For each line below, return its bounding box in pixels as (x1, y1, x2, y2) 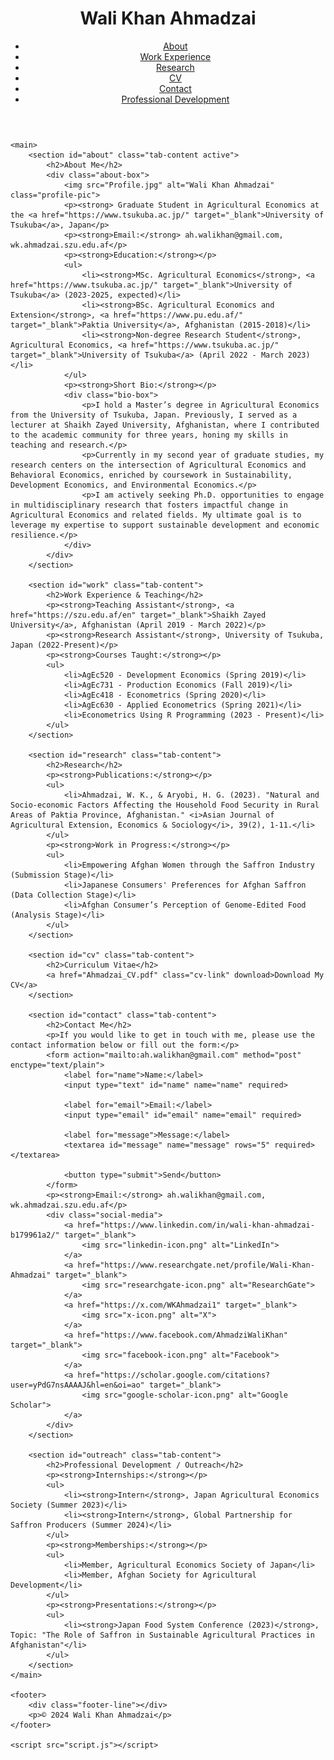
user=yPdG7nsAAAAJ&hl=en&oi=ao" (10, 1380, 145, 1390)
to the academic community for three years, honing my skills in (10, 430, 288, 440)
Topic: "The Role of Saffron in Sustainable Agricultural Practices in (10, 1630, 315, 1640)
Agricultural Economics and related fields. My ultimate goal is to (10, 510, 302, 520)
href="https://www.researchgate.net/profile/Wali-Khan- (77, 1260, 315, 1270)
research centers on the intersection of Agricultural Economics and (10, 460, 307, 470)
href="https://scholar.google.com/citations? (77, 1370, 271, 1380)
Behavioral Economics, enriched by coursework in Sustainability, (10, 470, 293, 480)
